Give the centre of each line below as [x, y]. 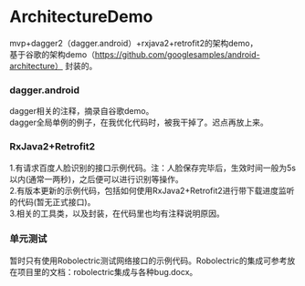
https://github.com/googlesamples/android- [177, 54]
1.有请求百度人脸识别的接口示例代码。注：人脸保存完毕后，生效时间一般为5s [153, 168]
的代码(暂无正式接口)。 [53, 201]
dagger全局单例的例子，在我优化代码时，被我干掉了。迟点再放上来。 [139, 123]
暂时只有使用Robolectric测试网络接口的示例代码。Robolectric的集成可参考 [148, 260]
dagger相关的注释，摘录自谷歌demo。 [82, 111]
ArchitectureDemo [81, 17]
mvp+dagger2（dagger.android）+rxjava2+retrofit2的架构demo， [134, 43]
